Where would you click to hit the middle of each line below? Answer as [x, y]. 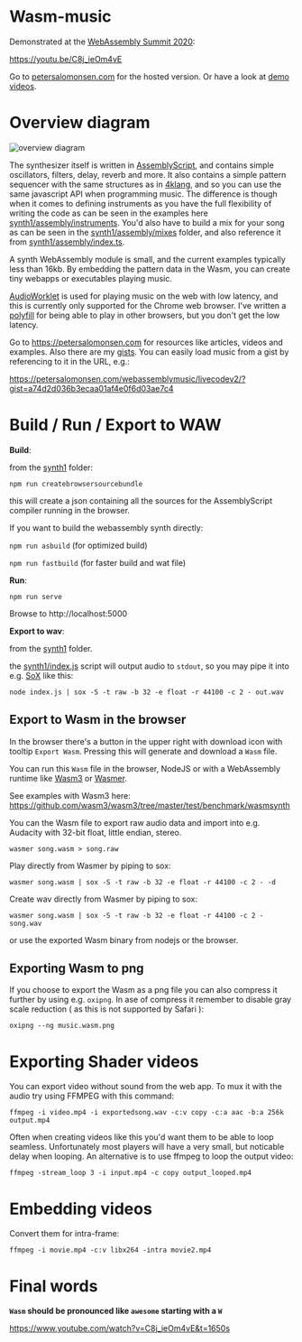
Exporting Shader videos [104, 1061]
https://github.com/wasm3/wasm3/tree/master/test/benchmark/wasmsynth [150, 805]
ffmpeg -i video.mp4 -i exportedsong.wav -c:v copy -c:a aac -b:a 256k [146, 1113]
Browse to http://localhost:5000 [69, 613]
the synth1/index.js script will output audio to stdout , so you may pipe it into [150, 666]
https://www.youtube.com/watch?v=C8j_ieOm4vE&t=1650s [120, 1328]
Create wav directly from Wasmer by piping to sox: [104, 899]
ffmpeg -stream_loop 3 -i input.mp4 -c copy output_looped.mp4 [131, 1173]
